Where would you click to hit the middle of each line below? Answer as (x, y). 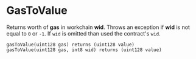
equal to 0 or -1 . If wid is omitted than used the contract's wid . (84, 33)
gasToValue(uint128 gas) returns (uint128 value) (71, 45)
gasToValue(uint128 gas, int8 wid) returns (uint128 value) (84, 50)
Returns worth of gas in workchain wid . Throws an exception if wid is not (98, 27)
